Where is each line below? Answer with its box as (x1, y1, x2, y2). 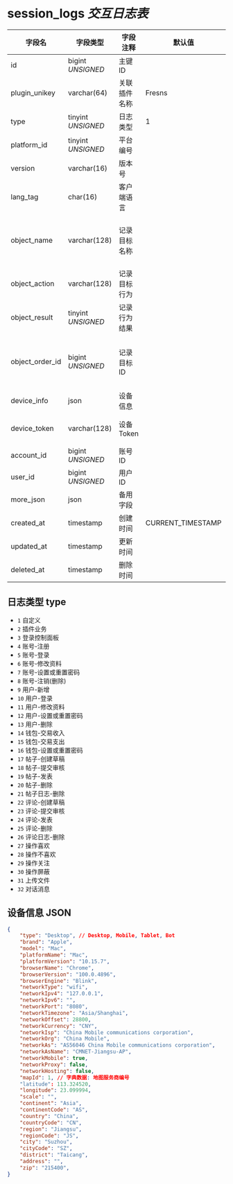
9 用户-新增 (17, 685, 50, 694)
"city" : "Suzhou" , (19, 1138, 73, 1146)
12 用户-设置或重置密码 (17, 711, 83, 719)
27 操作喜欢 (17, 841, 51, 850)
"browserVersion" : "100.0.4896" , (19, 971, 116, 978)
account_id (10, 450, 47, 460)
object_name (10, 235, 53, 245)
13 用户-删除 (17, 720, 53, 728)
